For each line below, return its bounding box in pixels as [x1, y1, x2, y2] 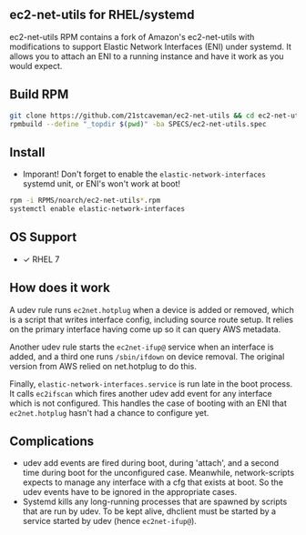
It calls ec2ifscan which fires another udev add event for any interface [9, 388, 272, 399]
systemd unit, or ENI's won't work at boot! [22, 178, 180, 189]
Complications [9, 433, 95, 449]
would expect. [9, 60, 63, 71]
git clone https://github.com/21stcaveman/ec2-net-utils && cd [9, 111, 255, 120]
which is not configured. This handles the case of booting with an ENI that [9, 398, 287, 409]
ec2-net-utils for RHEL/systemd [9, 7, 195, 23]
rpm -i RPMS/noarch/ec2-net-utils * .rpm [9, 196, 161, 206]
